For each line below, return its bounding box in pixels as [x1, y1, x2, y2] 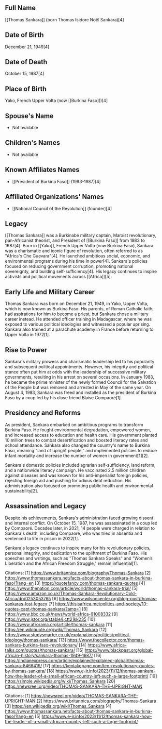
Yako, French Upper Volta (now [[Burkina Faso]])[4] [5, 98, 108, 103]
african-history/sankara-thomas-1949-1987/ [5, 652, 93, 658]
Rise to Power [5, 346, 47, 354]
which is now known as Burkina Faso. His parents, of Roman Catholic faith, [5, 306, 154, 312]
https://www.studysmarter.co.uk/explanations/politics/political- [5, 631, 131, 638]
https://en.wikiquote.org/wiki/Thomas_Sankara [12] [5, 627, 107, 632]
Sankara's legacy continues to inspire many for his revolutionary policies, [5, 545, 151, 551]
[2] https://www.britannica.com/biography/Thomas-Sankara [36, 698, 156, 704]
